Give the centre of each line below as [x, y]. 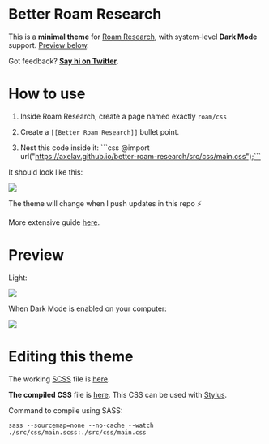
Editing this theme [71, 356]
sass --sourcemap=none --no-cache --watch [81, 425]
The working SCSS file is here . [59, 379]
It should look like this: [46, 172]
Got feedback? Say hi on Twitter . [64, 61]
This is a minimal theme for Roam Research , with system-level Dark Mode [133, 37]
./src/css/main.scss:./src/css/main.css [78, 432]
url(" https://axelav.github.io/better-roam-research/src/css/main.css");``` [140, 156]
